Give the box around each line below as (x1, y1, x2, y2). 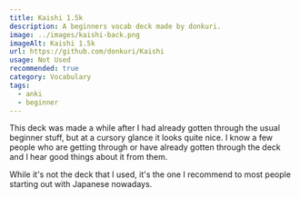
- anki (17, 89, 43, 98)
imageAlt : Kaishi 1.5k (9, 38, 95, 48)
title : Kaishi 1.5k (9, 13, 84, 23)
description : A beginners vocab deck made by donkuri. (9, 22, 222, 31)
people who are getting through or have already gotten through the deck (9, 142, 281, 153)
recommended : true (9, 64, 79, 74)
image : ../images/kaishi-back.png (9, 30, 141, 39)
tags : (9, 81, 30, 90)
